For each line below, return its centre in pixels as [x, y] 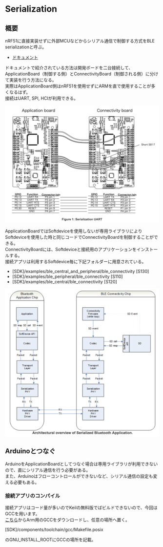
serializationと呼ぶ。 [26, 47]
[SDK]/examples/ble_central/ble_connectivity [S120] [64, 281]
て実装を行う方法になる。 [31, 80]
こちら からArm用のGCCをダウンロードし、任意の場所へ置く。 [68, 520]
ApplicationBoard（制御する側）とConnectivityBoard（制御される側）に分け [82, 74]
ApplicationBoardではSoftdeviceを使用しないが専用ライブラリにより [74, 231]
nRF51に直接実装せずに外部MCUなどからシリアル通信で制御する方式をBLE [80, 41]
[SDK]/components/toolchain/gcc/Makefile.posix [54, 529]
